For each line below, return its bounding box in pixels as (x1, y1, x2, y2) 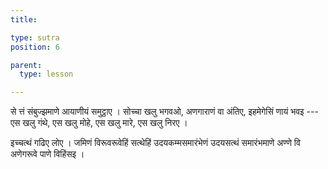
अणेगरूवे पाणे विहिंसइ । (10, 148, 85, 160)
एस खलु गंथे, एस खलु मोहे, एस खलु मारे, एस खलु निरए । (10, 117, 188, 129)
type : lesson (19, 69, 74, 80)
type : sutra (10, 32, 60, 43)
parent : (10, 60, 43, 70)
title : (10, 14, 38, 25)
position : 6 (10, 42, 60, 52)
